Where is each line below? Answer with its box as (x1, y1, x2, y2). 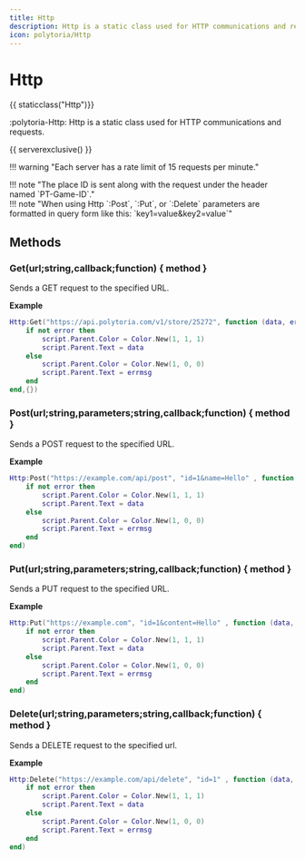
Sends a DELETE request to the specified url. (9, 739, 178, 750)
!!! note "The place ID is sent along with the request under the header (9, 179, 268, 191)
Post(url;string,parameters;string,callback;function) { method (9, 406, 290, 419)
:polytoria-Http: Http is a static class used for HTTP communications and (9, 117, 281, 128)
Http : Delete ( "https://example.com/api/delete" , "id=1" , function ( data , (9, 775, 295, 784)
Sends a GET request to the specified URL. (9, 282, 170, 293)
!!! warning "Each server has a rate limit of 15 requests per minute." (9, 162, 260, 173)
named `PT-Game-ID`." (9, 189, 95, 200)
